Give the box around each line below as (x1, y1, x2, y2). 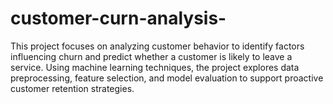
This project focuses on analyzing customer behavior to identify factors (10, 40, 305, 52)
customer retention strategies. (10, 82, 135, 94)
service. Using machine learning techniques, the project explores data (10, 61, 300, 73)
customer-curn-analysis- (10, 7, 227, 30)
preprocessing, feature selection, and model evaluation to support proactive (10, 72, 324, 84)
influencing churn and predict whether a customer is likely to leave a (10, 50, 293, 62)
